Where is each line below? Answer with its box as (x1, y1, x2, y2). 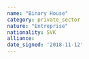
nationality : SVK (7, 28, 56, 36)
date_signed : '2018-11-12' (7, 41, 84, 48)
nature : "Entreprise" (7, 22, 69, 29)
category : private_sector (7, 16, 80, 23)
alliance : (7, 35, 35, 42)
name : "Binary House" (7, 9, 69, 17)
